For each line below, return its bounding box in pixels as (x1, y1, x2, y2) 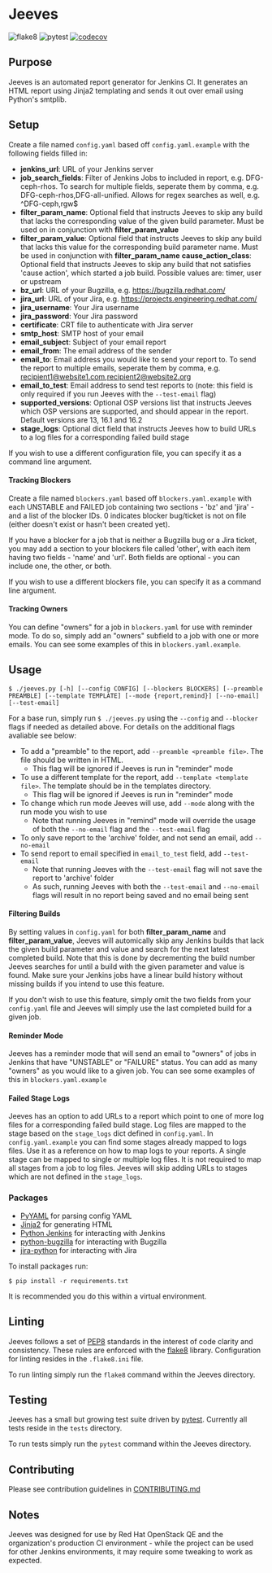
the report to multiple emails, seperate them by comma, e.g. (19, 363, 221, 373)
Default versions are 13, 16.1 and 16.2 (19, 414, 143, 424)
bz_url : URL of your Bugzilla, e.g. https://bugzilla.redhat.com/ (19, 285, 226, 295)
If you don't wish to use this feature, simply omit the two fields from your (8, 994, 252, 1004)
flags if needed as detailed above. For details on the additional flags (8, 721, 235, 731)
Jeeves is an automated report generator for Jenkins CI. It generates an (8, 77, 248, 86)
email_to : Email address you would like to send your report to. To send (19, 354, 257, 364)
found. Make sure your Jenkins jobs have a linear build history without (8, 970, 244, 979)
